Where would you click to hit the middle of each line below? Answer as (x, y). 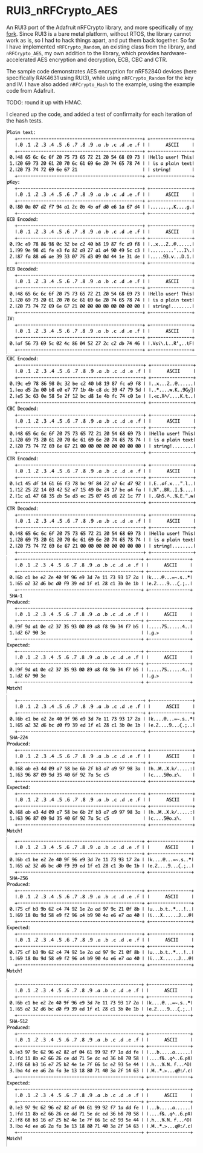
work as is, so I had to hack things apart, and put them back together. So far (101, 40)
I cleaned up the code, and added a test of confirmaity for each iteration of (99, 114)
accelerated (21, 59)
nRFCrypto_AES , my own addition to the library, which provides (83, 53)
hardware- (174, 53)
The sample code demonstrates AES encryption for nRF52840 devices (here (101, 71)
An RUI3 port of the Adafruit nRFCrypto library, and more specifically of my (100, 27)
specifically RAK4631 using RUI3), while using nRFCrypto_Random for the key (100, 78)
